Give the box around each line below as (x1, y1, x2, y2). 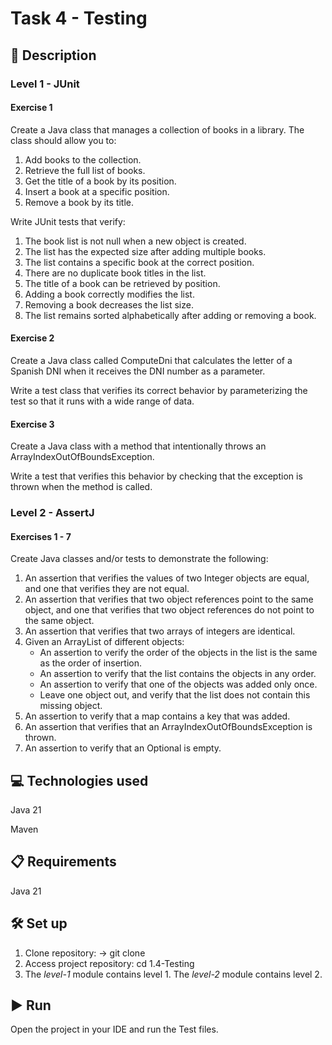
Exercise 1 (10, 102, 53, 114)
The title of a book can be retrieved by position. (24, 277, 221, 289)
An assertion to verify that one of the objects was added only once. (39, 678, 318, 691)
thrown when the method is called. (10, 481, 153, 493)
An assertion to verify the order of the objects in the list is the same (39, 647, 318, 659)
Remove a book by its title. (24, 196, 135, 208)
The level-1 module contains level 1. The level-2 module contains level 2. (24, 968, 323, 980)
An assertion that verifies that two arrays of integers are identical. (24, 625, 296, 637)
